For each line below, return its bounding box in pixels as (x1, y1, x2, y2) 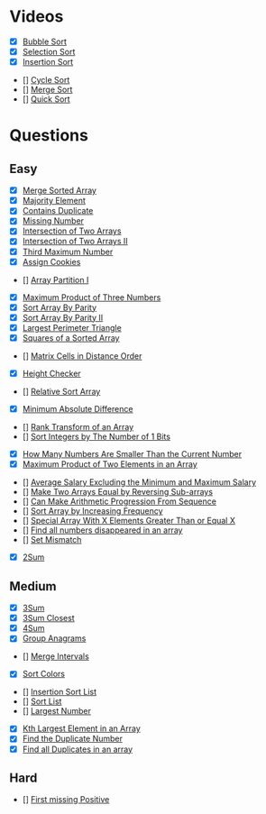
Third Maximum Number (22, 246, 114, 257)
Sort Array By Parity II (22, 312, 104, 323)
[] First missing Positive (22, 794, 110, 805)
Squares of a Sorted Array (22, 332, 120, 343)
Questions (9, 125, 88, 146)
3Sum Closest (22, 613, 75, 624)
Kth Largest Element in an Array (22, 723, 142, 734)
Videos (9, 6, 64, 27)
